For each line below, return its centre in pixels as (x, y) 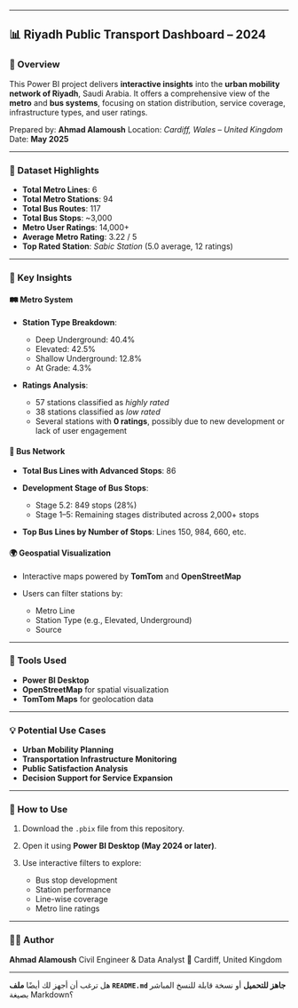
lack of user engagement (81, 431)
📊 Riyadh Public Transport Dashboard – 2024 (137, 35)
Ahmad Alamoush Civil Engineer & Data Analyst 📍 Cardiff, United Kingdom (145, 959)
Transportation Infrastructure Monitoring (99, 759)
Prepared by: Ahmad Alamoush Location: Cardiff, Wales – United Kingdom (146, 129)
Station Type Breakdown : (70, 323)
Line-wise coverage (71, 900)
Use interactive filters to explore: (82, 863)
